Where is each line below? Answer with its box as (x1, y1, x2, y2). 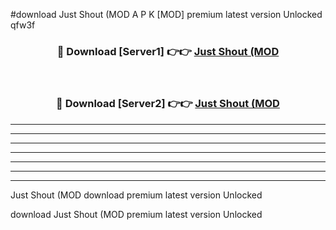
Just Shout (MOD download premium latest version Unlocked (10, 189, 263, 201)
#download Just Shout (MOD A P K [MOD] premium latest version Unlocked (10, 9, 323, 20)
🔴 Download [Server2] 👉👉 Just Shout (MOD (56, 97, 280, 111)
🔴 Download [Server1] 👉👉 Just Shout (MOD (56, 44, 280, 58)
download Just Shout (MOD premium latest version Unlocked (10, 208, 263, 220)
